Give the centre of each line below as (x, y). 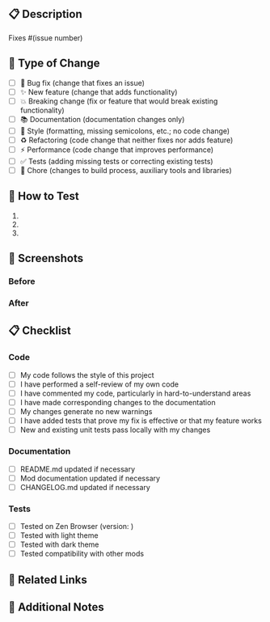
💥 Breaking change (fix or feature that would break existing (119, 101)
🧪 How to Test (44, 196)
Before (22, 281)
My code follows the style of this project (87, 374)
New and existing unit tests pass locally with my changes (115, 430)
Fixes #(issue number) (46, 38)
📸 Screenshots (46, 258)
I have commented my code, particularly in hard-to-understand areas (135, 393)
